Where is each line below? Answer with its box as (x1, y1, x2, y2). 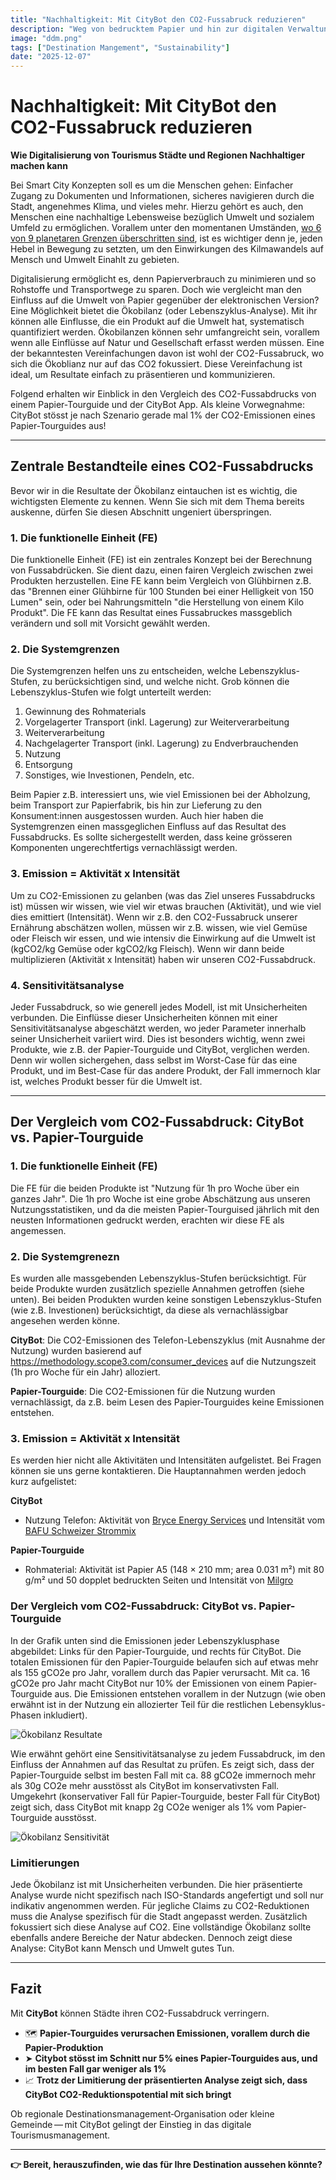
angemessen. (10, 1224, 67, 1236)
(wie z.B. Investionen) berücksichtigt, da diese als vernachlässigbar (10, 1304, 289, 1316)
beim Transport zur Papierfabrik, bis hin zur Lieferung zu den (10, 799, 262, 811)
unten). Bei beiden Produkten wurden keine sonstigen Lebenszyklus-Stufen (10, 1294, 322, 1306)
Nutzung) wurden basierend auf (10, 1345, 142, 1357)
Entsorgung (24, 759, 73, 771)
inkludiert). (43, 1709, 88, 1721)
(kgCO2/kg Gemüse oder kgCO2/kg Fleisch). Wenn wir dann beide (10, 942, 285, 955)
